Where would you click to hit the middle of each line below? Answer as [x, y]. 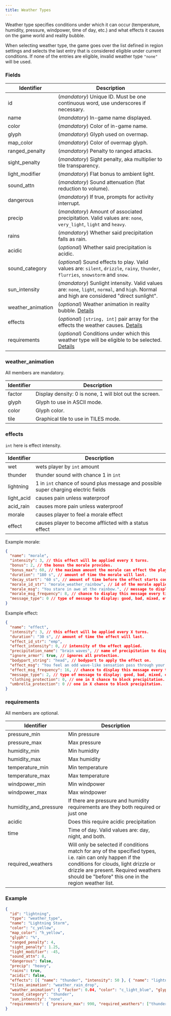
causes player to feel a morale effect [79, 514]
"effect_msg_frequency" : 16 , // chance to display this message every [86, 670]
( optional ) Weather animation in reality [104, 304]
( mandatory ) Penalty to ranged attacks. [105, 151]
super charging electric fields [70, 489]
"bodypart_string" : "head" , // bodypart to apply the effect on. [81, 660]
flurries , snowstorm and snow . [93, 275]
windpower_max [27, 792]
